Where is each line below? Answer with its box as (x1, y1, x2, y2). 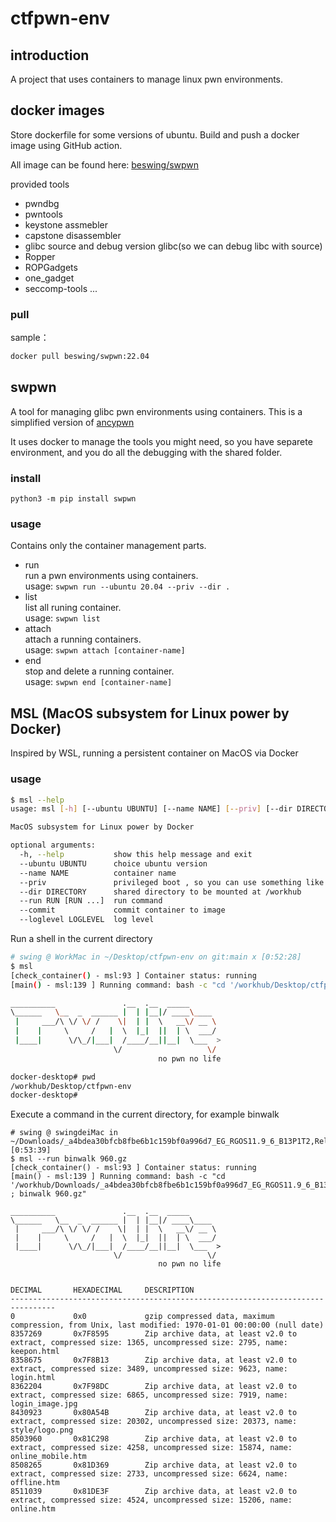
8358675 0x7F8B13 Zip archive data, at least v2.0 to (10, 1355, 298, 1366)
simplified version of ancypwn (10, 416, 135, 428)
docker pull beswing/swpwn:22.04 (10, 352, 150, 362)
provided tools (10, 178, 70, 190)
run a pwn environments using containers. (24, 570, 199, 582)
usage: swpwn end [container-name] (24, 676, 173, 688)
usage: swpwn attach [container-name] (24, 644, 186, 656)
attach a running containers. (24, 633, 142, 646)
